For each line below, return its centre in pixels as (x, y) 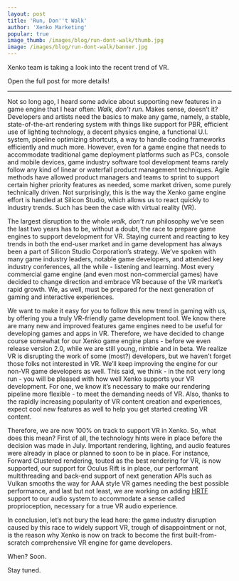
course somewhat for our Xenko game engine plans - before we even (109, 341)
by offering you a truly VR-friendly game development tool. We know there (117, 318)
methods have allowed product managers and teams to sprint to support (113, 177)
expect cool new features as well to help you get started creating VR (107, 409)
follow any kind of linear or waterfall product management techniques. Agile (118, 169)
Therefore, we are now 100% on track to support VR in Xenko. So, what (112, 430)
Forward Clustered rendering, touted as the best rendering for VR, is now (115, 461)
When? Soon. (27, 556)
